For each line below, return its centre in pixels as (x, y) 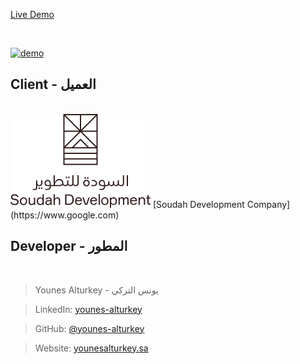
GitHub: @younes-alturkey (89, 328)
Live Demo (32, 14)
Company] (268, 204)
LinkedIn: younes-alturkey (88, 309)
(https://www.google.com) (65, 215)
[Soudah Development (198, 204)
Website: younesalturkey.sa (91, 348)
